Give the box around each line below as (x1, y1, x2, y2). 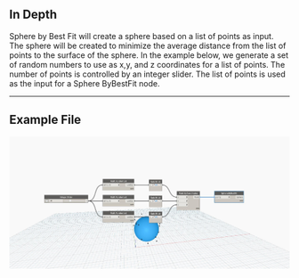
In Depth (9, 7, 58, 22)
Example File (9, 112, 82, 127)
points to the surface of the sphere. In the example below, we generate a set (9, 49, 289, 61)
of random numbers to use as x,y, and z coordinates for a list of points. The (9, 59, 286, 69)
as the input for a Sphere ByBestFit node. (9, 78, 160, 88)
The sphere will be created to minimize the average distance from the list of (9, 40, 287, 51)
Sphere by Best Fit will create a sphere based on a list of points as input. (9, 30, 274, 41)
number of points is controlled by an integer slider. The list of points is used (9, 69, 287, 79)
